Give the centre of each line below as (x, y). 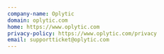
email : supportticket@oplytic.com (59, 40)
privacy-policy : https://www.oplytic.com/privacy (82, 33)
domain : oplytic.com (38, 20)
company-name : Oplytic (41, 14)
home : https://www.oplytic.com (54, 27)
